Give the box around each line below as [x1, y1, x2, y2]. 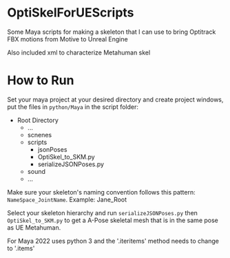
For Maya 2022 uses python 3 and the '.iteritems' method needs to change [7, 237, 219, 245]
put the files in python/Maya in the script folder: [7, 102, 139, 111]
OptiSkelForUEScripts [7, 5, 134, 21]
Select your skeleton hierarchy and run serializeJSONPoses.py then [7, 208, 198, 217]
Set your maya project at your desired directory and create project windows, [7, 95, 224, 103]
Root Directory [17, 116, 59, 124]
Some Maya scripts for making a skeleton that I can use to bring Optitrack [7, 28, 216, 36]
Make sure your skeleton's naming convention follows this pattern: [7, 188, 196, 196]
